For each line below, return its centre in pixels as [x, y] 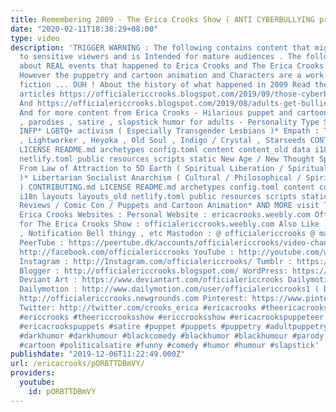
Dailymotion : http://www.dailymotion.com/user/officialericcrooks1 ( [169, 289]
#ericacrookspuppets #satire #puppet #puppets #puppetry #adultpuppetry [174, 326]
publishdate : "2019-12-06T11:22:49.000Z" [98, 354]
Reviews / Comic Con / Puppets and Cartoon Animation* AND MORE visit [169, 206]
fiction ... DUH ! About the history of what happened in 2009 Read [165, 85]
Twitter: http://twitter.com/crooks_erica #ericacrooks [138, 308]
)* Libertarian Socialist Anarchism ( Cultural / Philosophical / [160, 177]
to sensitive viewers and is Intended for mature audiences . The [160, 57]
